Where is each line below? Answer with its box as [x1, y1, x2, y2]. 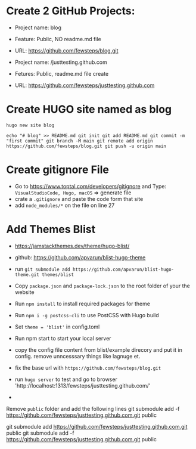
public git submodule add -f [6, 429, 74, 436]
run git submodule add [14, 265, 70, 273]
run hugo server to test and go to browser [14, 376, 117, 383]
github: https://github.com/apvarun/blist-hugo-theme [14, 253, 146, 261]
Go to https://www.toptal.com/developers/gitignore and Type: [14, 182, 167, 190]
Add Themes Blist [6, 222, 96, 236]
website [14, 288, 35, 296]
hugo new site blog [6, 122, 55, 128]
